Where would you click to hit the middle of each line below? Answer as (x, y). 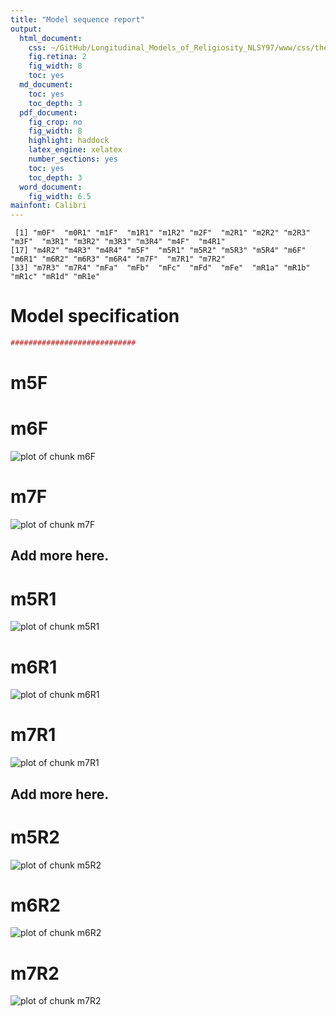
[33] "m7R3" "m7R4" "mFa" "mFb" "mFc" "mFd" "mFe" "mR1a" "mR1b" (160, 268)
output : (26, 29)
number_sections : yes (73, 159)
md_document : (46, 85)
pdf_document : (48, 112)
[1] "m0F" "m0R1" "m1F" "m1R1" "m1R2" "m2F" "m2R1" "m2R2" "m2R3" (162, 233)
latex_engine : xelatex (75, 150)
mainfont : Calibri (48, 206)
